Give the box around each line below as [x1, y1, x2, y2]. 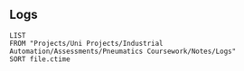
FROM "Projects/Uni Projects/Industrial [9, 39, 164, 48]
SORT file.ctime [9, 54, 70, 64]
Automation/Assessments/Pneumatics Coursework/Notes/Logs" [9, 47, 237, 56]
